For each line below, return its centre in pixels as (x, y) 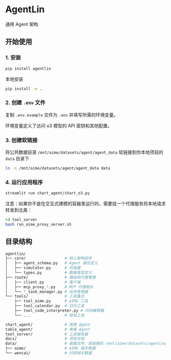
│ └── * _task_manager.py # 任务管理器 (47, 292)
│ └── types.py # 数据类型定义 (49, 273)
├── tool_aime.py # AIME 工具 (51, 301)
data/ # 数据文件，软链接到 (54, 344)
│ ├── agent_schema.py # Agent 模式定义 (52, 263)
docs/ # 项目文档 (45, 339)
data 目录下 (17, 158)
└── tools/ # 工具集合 (45, 296)
